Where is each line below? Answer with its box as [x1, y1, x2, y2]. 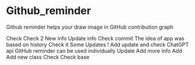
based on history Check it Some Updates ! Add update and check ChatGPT [6, 41, 189, 48]
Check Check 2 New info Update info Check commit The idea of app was [6, 35, 185, 42]
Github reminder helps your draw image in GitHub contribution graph [6, 23, 174, 30]
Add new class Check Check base [6, 53, 90, 60]
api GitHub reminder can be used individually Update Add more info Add [6, 47, 182, 54]
